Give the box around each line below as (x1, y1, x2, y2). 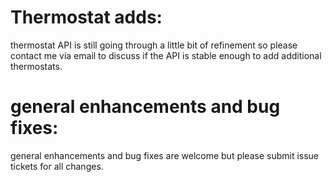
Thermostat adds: (10, 6, 163, 29)
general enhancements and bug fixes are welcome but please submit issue (10, 149, 320, 161)
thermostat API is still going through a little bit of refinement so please (10, 39, 298, 51)
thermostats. (10, 60, 63, 72)
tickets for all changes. (10, 160, 104, 172)
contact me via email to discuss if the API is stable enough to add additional (10, 49, 322, 61)
